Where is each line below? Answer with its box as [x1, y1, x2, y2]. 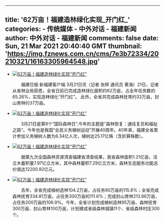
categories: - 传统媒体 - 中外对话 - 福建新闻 [5, 25, 137, 33]
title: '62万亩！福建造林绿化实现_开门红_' [5, 16, 130, 24]
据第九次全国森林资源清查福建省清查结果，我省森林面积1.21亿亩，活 [21, 154, 158, 160]
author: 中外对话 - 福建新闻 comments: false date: [5, 34, 159, 42]
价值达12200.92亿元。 [12, 166, 57, 172]
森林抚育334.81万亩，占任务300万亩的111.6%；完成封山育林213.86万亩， [12, 193, 160, 199]
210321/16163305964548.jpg [5, 57, 98, 66]
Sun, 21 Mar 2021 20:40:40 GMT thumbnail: [5, 42, 142, 51]
